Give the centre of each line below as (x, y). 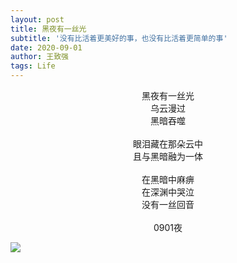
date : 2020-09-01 (46, 47)
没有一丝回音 (168, 204)
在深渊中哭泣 (168, 192)
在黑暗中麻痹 (168, 179)
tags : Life (33, 66)
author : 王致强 (39, 57)
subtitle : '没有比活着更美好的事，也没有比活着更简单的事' (119, 38)
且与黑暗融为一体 (168, 156)
